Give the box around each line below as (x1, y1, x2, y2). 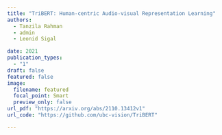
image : (7, 79, 26, 86)
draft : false (7, 66, 45, 74)
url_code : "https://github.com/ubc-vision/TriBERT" (7, 112, 158, 119)
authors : (7, 16, 32, 23)
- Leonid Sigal (13, 36, 57, 42)
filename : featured (13, 86, 69, 93)
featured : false (7, 73, 53, 80)
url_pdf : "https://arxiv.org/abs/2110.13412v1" (7, 106, 146, 112)
